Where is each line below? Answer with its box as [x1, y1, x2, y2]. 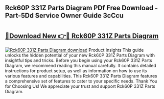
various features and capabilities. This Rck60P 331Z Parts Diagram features [5, 73, 158, 79]
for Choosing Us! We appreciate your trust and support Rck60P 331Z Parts [5, 83, 156, 89]
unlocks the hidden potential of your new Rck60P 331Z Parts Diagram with [5, 52, 155, 58]
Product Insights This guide [88, 47, 144, 53]
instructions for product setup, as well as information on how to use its [5, 68, 147, 74]
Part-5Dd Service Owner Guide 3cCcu [5, 12, 124, 20]
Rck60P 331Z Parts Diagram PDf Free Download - [5, 4, 158, 12]
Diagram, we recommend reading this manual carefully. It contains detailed [5, 63, 157, 68]
